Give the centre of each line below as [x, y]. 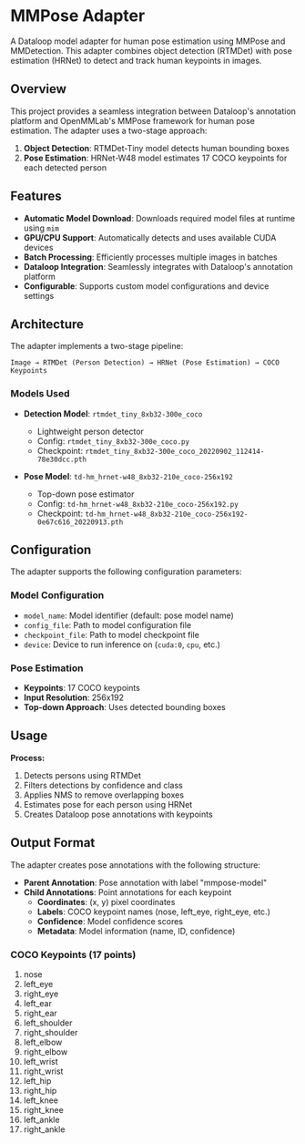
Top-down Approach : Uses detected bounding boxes [124, 707]
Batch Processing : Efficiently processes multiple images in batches [150, 257]
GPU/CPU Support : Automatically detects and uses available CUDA [150, 237]
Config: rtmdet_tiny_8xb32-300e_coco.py [113, 441]
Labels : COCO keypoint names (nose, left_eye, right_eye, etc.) [154, 912]
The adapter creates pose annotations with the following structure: [135, 865]
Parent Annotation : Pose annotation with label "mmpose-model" [145, 882]
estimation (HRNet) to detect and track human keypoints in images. [136, 60]
